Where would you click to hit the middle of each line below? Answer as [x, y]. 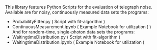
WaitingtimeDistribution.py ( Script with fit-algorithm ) [66, 37]
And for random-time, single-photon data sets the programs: [73, 32]
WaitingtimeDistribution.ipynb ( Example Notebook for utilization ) [78, 42]
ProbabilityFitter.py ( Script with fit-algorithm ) [59, 22]
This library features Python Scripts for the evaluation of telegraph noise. [79, 7]
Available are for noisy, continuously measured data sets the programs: [77, 12]
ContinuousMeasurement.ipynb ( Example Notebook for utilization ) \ [82, 27]
